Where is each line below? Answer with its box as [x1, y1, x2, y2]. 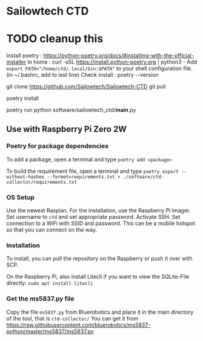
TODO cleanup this [6, 32, 104, 46]
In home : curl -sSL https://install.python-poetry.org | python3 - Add [27, 59, 198, 66]
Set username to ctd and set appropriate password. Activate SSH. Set [6, 213, 181, 221]
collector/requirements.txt [6, 179, 78, 185]
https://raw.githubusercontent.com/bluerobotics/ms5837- [6, 321, 151, 328]
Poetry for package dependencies [6, 142, 109, 151]
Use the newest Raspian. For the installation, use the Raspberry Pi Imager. [6, 207, 191, 214]
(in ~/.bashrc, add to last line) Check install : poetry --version [6, 71, 159, 79]
